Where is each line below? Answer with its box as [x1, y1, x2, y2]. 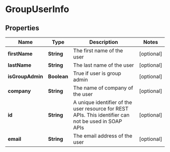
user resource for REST [73, 105, 129, 112]
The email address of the [73, 132, 133, 139]
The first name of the [73, 47, 123, 54]
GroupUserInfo [5, 4, 69, 15]
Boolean [48, 73, 68, 80]
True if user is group [73, 70, 121, 77]
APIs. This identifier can [73, 112, 130, 118]
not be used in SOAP [73, 118, 122, 125]
